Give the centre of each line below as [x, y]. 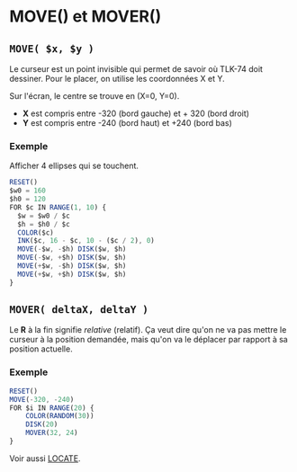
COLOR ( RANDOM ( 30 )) [60, 416]
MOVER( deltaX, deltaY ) [79, 310]
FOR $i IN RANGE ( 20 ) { [52, 408]
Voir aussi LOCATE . [45, 458]
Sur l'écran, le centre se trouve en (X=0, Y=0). [94, 96]
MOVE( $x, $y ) [52, 49]
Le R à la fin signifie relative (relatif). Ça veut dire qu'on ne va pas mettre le [148, 330]
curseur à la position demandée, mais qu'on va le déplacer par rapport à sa [148, 340]
